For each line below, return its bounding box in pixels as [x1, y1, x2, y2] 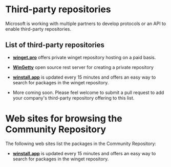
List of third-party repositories [5, 41, 105, 50]
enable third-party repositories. [5, 26, 72, 32]
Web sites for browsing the [5, 112, 123, 124]
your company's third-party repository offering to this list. [12, 94, 135, 101]
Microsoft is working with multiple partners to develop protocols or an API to [5, 20, 166, 27]
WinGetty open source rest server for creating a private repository [12, 64, 154, 70]
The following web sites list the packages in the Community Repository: [5, 140, 156, 147]
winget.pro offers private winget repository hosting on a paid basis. [12, 54, 156, 60]
